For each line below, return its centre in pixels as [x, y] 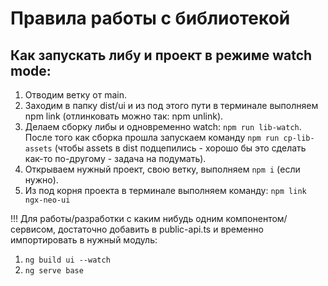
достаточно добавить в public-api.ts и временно [161, 229]
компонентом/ [256, 218]
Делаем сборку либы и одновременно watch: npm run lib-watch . [163, 126]
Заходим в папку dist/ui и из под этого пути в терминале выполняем [171, 105]
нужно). [41, 180]
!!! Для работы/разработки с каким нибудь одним [117, 218]
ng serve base [54, 271]
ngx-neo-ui [47, 200]
